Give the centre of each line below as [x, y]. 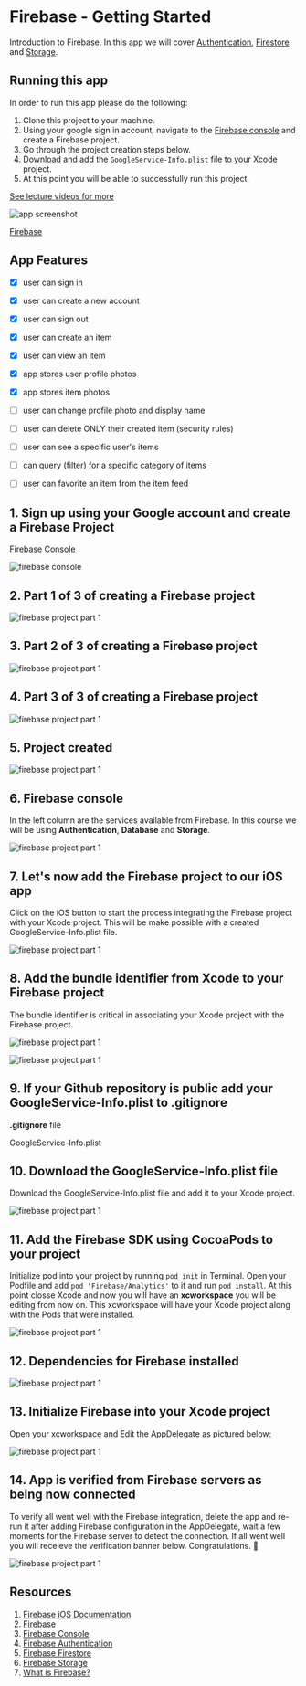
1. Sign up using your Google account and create [150, 513]
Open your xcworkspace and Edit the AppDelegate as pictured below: [141, 1433]
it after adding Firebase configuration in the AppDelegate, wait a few [153, 1526]
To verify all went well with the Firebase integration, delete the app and [143, 1516]
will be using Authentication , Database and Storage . [110, 830]
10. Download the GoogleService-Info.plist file [144, 1171]
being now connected [73, 1495]
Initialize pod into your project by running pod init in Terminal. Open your [148, 1276]
